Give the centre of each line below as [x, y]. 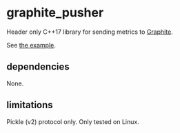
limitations [30, 105]
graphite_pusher [55, 13]
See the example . [31, 45]
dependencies [38, 67]
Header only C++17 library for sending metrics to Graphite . [90, 32]
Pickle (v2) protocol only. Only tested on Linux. [73, 121]
